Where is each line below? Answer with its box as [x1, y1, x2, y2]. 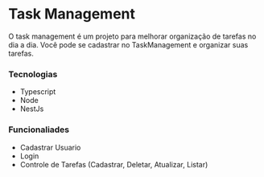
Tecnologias [8, 68, 58, 80]
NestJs [19, 104, 44, 113]
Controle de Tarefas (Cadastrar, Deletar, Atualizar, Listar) [19, 159, 208, 169]
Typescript [19, 87, 56, 97]
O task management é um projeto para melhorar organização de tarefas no [8, 31, 257, 41]
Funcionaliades [8, 124, 70, 135]
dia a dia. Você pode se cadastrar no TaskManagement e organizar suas [8, 39, 249, 49]
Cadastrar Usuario [19, 142, 81, 152]
